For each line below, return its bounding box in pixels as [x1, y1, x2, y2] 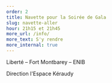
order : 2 [6, 8, 28, 15]
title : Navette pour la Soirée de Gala [6, 14, 107, 20]
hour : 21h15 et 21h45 [6, 25, 61, 32]
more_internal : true [6, 42, 58, 48]
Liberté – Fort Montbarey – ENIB [6, 58, 86, 66]
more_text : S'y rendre [6, 36, 63, 42]
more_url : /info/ [6, 31, 50, 37]
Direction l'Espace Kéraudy [6, 70, 74, 77]
